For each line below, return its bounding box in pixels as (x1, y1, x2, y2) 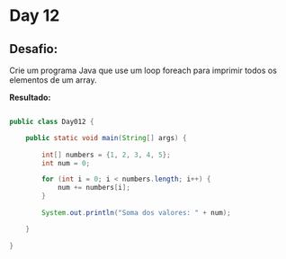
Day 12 (9, 5, 60, 26)
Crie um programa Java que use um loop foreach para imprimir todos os (9, 65, 277, 76)
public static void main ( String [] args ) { (25, 133, 187, 142)
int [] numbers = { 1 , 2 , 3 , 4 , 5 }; (41, 150, 171, 159)
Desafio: (9, 41, 58, 57)
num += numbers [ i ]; (57, 183, 130, 192)
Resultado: (9, 92, 51, 103)
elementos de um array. (9, 75, 97, 85)
